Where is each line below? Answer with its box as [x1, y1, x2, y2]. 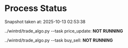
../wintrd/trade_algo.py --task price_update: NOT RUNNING [4, 28, 123, 34]
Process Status [4, 3, 67, 14]
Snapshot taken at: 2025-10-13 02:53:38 [4, 19, 86, 24]
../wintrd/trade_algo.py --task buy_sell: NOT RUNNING [4, 37, 113, 43]
